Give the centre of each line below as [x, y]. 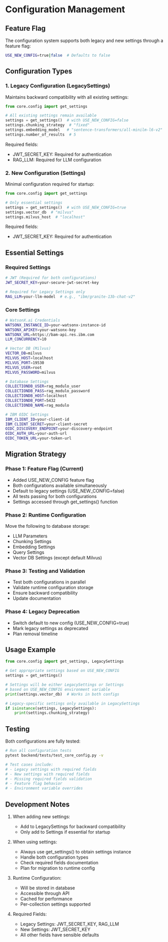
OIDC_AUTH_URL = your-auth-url [36, 434]
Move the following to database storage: [48, 526]
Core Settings [23, 309]
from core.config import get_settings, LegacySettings [65, 661]
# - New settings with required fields [48, 774]
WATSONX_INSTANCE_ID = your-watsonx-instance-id [55, 325]
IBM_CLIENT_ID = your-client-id [37, 419]
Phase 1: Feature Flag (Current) [45, 469]
